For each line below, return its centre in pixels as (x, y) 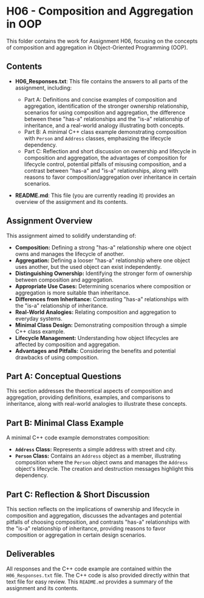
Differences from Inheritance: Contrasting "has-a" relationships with (102, 299)
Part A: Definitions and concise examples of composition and (100, 99)
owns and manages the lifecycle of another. (70, 254)
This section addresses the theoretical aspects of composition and (90, 391)
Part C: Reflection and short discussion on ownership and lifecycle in (110, 151)
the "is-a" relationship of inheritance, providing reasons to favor (86, 528)
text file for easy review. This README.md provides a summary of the (90, 582)
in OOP (24, 24)
